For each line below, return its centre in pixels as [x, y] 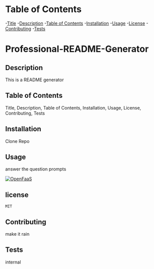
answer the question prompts [36, 169]
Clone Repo [17, 141]
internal [13, 262]
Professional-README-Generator [77, 49]
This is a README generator [35, 80]
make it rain [17, 234]
